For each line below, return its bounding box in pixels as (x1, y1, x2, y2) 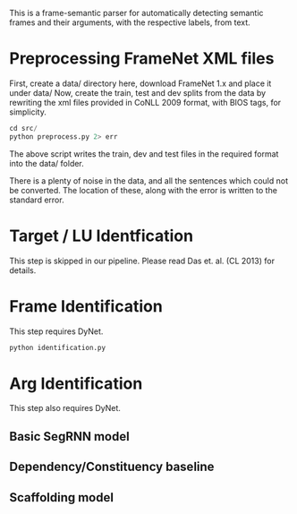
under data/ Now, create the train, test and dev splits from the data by (9, 87, 267, 98)
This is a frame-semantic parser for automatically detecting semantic (9, 8, 264, 18)
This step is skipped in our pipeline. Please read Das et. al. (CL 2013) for (9, 255, 276, 266)
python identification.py (9, 343, 106, 352)
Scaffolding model (9, 490, 115, 505)
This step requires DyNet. (9, 326, 104, 337)
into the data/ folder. (9, 158, 85, 168)
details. (9, 264, 37, 276)
